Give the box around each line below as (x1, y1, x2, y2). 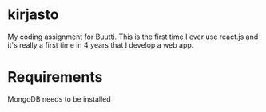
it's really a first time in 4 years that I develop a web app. (7, 40, 194, 49)
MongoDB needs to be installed (7, 94, 111, 104)
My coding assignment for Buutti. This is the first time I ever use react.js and (7, 32, 259, 41)
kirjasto (7, 6, 59, 24)
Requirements (7, 68, 103, 87)
